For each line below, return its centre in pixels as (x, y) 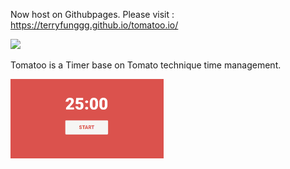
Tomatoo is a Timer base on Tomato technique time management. (146, 65)
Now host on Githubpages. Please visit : (92, 14)
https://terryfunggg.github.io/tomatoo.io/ (94, 25)
